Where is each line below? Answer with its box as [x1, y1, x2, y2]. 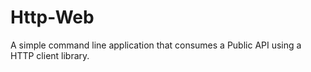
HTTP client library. [10, 49, 90, 61]
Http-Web [10, 6, 95, 29]
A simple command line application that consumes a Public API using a [10, 39, 302, 51]
